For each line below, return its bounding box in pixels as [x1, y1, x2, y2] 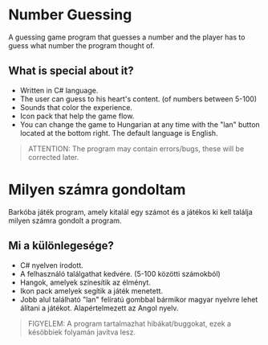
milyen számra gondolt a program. [8, 216, 122, 225]
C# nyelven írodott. [19, 260, 84, 270]
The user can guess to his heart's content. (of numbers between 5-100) [19, 94, 258, 104]
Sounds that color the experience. [19, 102, 132, 112]
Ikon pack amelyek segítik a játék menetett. [19, 285, 163, 295]
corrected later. [27, 152, 79, 162]
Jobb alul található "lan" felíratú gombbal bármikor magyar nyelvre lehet [19, 294, 258, 304]
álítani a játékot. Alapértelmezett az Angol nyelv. [19, 303, 179, 313]
